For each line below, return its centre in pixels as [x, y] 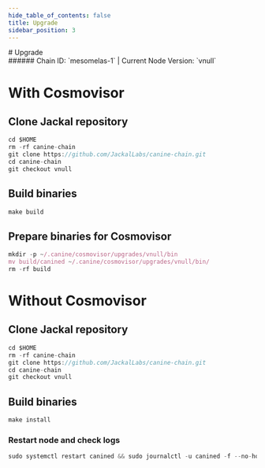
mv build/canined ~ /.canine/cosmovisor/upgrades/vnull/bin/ [109, 262]
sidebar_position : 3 [42, 30]
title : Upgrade [33, 23]
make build [26, 212]
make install [30, 420]
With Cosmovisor [66, 93]
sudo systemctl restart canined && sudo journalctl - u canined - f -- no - [130, 457]
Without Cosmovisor [78, 301]
